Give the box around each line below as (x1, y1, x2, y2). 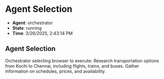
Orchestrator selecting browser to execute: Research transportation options (5, 58, 159, 64)
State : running (12, 25, 42, 31)
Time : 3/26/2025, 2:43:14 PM (12, 30, 73, 36)
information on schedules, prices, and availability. (5, 68, 106, 74)
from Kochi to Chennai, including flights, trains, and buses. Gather (5, 63, 139, 69)
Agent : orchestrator (12, 20, 53, 26)
